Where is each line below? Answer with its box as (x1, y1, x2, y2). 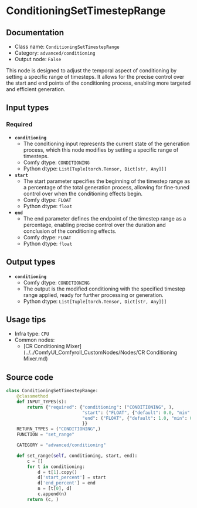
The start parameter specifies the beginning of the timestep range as (23, 178, 191, 185)
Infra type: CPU (14, 330, 49, 337)
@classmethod (16, 393, 49, 399)
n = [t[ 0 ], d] (37, 486, 72, 492)
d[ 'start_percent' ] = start (37, 474, 107, 480)
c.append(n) (37, 491, 67, 497)
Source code (6, 372, 54, 382)
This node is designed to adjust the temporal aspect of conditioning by (6, 67, 177, 74)
